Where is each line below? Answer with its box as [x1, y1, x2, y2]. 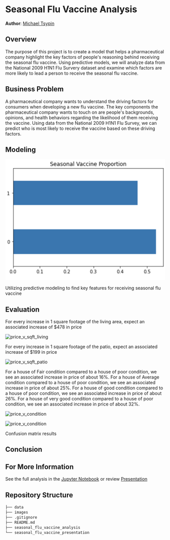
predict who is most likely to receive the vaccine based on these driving [5, 125, 156, 131]
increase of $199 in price [5, 349, 57, 355]
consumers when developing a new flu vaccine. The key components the [5, 104, 158, 110]
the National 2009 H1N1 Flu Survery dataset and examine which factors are [5, 64, 162, 71]
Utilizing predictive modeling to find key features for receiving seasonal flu [5, 285, 161, 291]
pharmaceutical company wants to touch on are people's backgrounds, [5, 109, 155, 115]
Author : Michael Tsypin [5, 20, 55, 26]
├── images [5, 510, 28, 515]
